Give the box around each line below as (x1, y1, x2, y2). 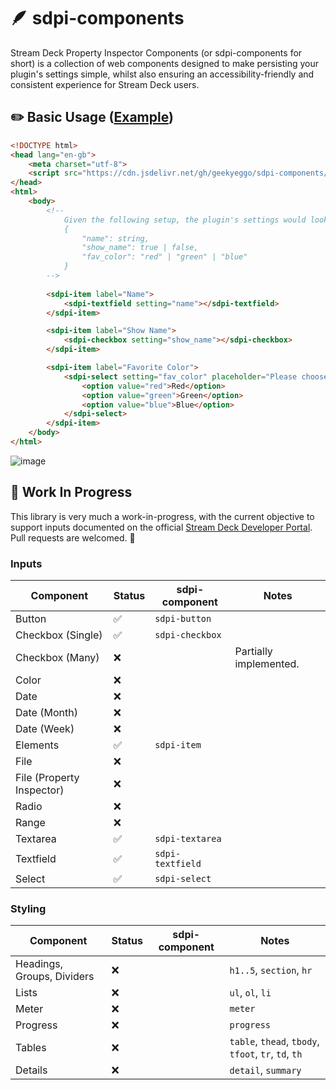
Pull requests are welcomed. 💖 (10, 531, 136, 544)
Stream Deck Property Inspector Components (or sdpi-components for (10, 46, 303, 59)
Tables (15, 1041, 47, 1055)
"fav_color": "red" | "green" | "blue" (81, 252, 248, 262)
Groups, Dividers (15, 970, 95, 984)
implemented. (234, 656, 300, 670)
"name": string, (81, 233, 150, 244)
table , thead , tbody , (229, 1035, 320, 1049)
